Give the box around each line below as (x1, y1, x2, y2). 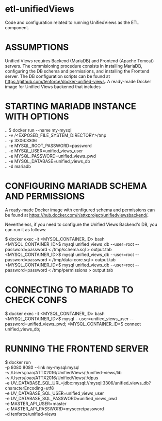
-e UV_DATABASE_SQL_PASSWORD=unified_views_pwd (5, 395, 117, 401)
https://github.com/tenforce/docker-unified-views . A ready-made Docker (5, 78, 151, 84)
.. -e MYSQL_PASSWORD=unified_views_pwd (5, 153, 96, 159)
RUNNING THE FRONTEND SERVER (5, 343, 149, 354)
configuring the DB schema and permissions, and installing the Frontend (5, 68, 149, 74)
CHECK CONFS (5, 294, 67, 305)
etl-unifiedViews (5, 3, 74, 15)
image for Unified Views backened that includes (5, 84, 101, 90)
